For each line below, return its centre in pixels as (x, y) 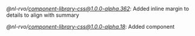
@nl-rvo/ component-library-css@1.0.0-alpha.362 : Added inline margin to (97, 9)
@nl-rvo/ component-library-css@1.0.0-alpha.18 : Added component (91, 27)
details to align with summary (43, 15)
